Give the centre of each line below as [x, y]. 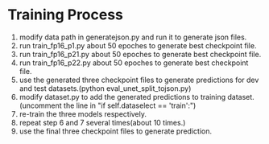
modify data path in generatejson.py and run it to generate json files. [133, 37]
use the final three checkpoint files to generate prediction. [116, 131]
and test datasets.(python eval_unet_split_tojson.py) [105, 88]
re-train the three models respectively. [83, 113]
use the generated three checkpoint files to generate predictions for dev [139, 80]
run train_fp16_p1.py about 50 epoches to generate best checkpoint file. [138, 45]
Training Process [66, 15]
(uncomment [40, 105]
